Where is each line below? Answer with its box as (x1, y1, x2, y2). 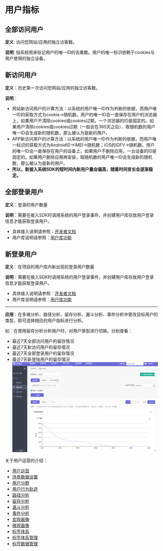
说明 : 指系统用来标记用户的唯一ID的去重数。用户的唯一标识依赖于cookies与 (5, 50, 155, 55)
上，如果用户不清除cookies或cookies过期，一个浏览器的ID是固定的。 (12, 118, 150, 123)
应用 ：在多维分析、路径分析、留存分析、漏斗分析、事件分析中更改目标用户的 (5, 311, 158, 317)
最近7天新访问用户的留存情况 (12, 344, 70, 350)
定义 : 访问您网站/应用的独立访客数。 (5, 39, 78, 45)
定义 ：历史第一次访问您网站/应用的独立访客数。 (5, 85, 100, 90)
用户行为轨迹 (12, 486, 38, 492)
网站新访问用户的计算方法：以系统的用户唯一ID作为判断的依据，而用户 (12, 105, 153, 111)
